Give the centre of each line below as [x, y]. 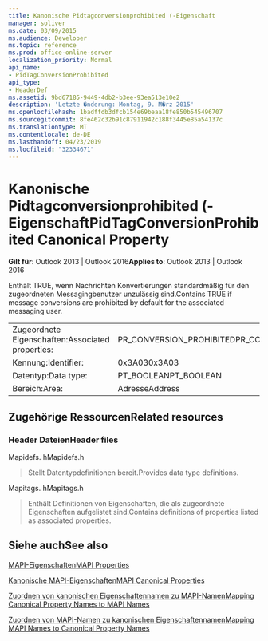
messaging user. [35, 311]
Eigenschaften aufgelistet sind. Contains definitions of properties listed [143, 512]
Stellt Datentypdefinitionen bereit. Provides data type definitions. [133, 473]
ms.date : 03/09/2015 [43, 30]
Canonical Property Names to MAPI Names [79, 604]
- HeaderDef [28, 90]
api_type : [25, 82]
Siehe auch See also [58, 546]
